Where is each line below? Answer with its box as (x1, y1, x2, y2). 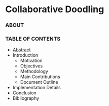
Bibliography (12, 95, 40, 101)
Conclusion (12, 90, 37, 96)
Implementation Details (12, 85, 61, 91)
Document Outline (20, 79, 58, 85)
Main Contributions (20, 74, 60, 80)
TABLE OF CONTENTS (5, 36, 61, 43)
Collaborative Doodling (5, 4, 104, 15)
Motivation (20, 57, 43, 64)
